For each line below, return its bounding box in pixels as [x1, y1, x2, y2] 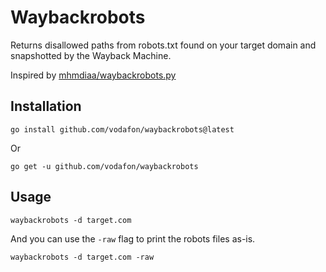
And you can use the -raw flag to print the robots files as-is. [10, 232, 256, 245]
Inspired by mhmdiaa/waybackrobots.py [10, 69, 177, 81]
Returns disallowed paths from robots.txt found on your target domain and [10, 39, 317, 51]
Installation [10, 98, 82, 115]
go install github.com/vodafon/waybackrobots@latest [10, 124, 235, 135]
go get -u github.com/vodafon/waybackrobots [10, 161, 199, 171]
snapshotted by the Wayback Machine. [10, 49, 172, 61]
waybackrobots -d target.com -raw [10, 252, 155, 262]
